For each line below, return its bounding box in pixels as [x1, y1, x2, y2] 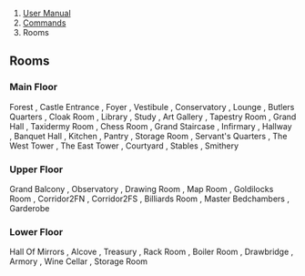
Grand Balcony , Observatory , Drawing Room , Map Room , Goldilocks [9, 183, 274, 194]
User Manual [22, 8, 71, 18]
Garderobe [9, 202, 50, 213]
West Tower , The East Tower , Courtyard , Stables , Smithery [9, 140, 239, 151]
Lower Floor [9, 225, 64, 238]
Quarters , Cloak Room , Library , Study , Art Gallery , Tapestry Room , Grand [9, 111, 297, 122]
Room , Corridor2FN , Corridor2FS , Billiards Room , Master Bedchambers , [9, 193, 290, 204]
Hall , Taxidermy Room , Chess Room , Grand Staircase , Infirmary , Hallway [9, 120, 293, 131]
